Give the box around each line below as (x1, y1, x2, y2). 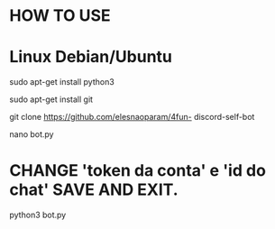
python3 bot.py (9, 209, 67, 221)
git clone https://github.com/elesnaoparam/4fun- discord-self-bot (9, 112, 255, 123)
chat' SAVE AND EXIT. (9, 179, 179, 200)
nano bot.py (9, 129, 54, 140)
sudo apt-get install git (9, 94, 93, 105)
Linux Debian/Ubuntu (9, 47, 173, 68)
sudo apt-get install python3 (9, 77, 115, 87)
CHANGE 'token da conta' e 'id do (9, 160, 266, 181)
